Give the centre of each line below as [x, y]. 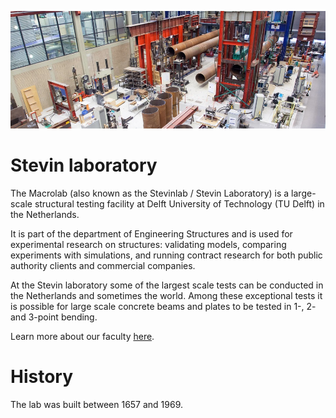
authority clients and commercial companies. [103, 265]
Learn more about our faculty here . [82, 336]
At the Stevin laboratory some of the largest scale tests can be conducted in [167, 285]
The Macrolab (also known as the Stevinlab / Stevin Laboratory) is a [150, 193]
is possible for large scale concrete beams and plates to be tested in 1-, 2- [163, 306]
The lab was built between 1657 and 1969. [97, 404]
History [42, 377]
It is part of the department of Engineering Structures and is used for [151, 233]
